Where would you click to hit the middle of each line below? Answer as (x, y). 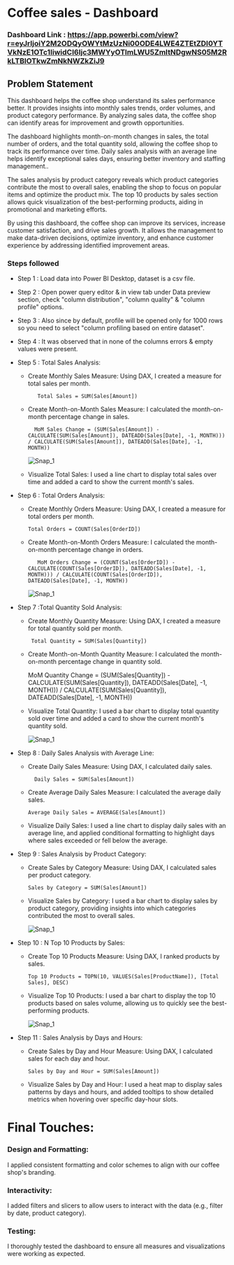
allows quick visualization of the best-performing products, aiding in (105, 202)
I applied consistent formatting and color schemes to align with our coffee (114, 1165)
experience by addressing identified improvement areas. (88, 245)
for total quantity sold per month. (75, 628)
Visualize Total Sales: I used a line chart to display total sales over (122, 474)
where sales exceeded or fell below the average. (97, 840)
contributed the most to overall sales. (81, 916)
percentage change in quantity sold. (110, 662)
